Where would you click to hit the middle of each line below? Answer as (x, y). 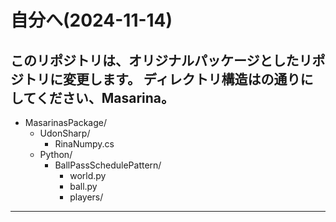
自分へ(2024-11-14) (91, 20)
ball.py (83, 186)
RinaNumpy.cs (84, 144)
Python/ (56, 154)
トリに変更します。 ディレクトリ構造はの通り (162, 79)
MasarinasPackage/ (66, 122)
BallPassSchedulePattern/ (108, 165)
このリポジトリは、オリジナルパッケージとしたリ (161, 60)
